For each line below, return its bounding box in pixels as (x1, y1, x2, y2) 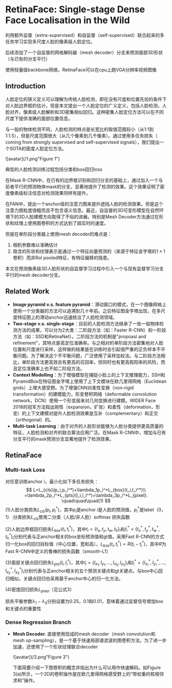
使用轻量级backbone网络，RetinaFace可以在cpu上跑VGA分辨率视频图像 (5, 67, 157, 73)
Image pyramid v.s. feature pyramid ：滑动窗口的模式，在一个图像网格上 (12, 301, 167, 307)
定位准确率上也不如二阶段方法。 (17, 365, 85, 371)
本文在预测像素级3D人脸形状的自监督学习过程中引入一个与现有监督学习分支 (5, 265, 164, 272)
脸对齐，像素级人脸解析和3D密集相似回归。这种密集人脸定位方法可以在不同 (5, 109, 164, 115)
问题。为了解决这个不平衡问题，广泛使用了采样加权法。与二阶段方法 (17, 352, 161, 359)
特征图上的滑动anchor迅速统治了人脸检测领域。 (17, 314, 118, 320)
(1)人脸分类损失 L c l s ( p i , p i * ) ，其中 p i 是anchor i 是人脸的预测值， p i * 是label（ (5, 506, 159, 514)
